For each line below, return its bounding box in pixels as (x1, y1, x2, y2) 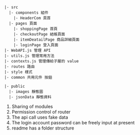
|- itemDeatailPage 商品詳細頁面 (13, 37, 80, 42)
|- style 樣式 (4, 70, 33, 75)
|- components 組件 (9, 10, 49, 15)
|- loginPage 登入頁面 (13, 43, 59, 48)
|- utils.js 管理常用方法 (4, 53, 55, 58)
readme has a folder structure (11, 125, 74, 131)
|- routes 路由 (4, 64, 35, 69)
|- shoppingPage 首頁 (13, 26, 58, 31)
